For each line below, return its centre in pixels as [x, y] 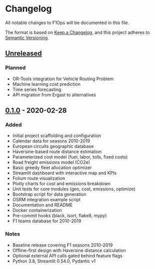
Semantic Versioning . [27, 38]
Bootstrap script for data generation [49, 194]
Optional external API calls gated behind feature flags [67, 255]
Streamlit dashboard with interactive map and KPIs [64, 173]
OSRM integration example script [46, 200]
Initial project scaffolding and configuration [57, 136]
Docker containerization [37, 210]
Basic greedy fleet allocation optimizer [52, 168]
